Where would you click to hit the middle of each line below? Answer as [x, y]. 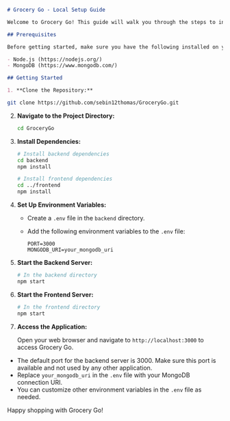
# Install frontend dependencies [65, 179]
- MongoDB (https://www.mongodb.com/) [62, 66]
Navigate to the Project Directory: [66, 116]
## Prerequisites [32, 34]
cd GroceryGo [36, 128]
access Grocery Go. [45, 347]
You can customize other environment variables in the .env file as [109, 390]
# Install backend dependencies [63, 154]
